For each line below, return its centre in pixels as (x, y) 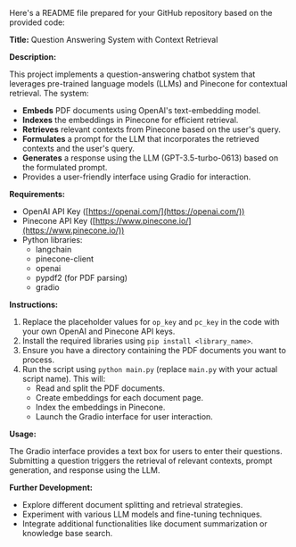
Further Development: (51, 487)
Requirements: (37, 194)
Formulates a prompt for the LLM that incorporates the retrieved (141, 139)
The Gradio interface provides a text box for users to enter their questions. (146, 451)
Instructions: (34, 304)
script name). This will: (64, 379)
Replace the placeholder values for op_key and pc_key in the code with (151, 322)
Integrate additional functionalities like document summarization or (144, 524)
